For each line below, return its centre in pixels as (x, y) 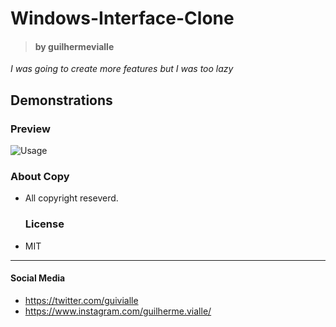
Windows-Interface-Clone (122, 18)
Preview (30, 129)
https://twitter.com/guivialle (81, 300)
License (44, 224)
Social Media (38, 278)
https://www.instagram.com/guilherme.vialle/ (118, 311)
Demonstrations (61, 100)
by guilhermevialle (74, 46)
